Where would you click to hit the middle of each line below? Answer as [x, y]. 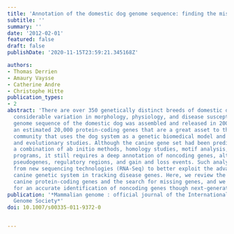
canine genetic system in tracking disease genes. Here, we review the [120, 175]
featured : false [31, 40]
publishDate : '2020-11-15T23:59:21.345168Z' [73, 53]
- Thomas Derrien [32, 71]
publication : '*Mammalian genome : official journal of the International [118, 195]
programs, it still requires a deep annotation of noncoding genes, [115, 156]
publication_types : [36, 97]
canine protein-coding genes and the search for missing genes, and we [120, 182]
